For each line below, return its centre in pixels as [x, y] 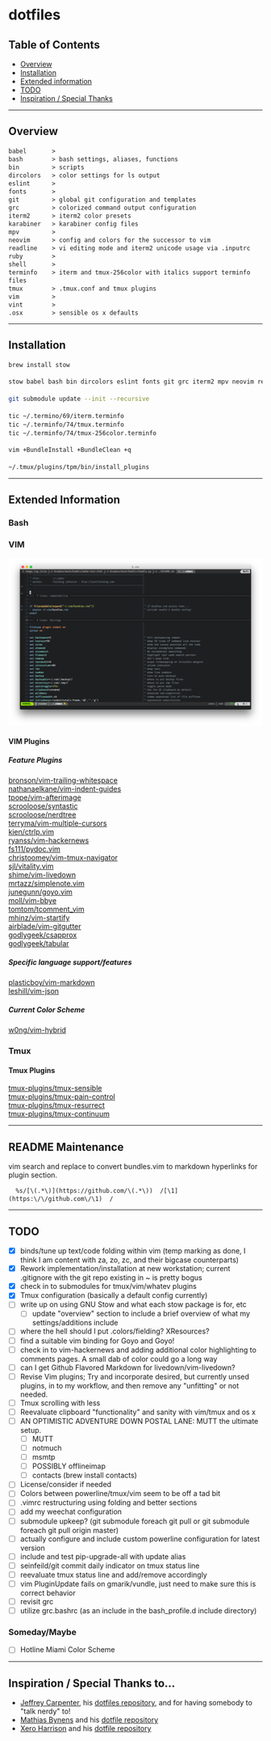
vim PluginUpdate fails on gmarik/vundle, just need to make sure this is [138, 1583]
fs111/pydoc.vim [34, 849]
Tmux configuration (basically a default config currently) [114, 1295]
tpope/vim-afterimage [45, 797]
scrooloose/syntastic [43, 806]
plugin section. [33, 1175]
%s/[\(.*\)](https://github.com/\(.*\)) [84, 1191]
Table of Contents [54, 45]
